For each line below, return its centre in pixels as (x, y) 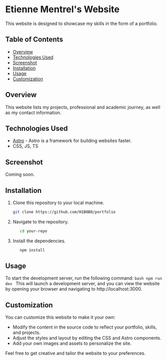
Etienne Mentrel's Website (62, 9)
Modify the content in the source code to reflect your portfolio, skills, (85, 327)
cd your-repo (33, 231)
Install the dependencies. (39, 241)
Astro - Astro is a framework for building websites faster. (72, 141)
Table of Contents (34, 39)
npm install (32, 250)
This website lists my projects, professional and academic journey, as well (83, 107)
